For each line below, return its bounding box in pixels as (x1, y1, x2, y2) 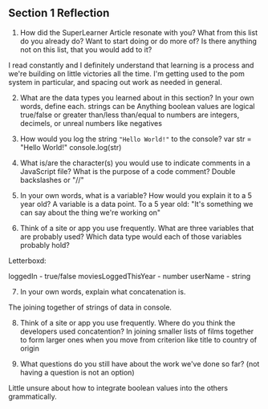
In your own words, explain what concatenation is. (19, 286, 186, 296)
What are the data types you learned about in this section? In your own (19, 92, 254, 103)
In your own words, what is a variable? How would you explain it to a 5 (19, 190, 253, 200)
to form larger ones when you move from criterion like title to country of (19, 334, 258, 344)
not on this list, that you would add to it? (19, 44, 152, 55)
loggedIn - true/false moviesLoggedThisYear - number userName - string (8, 271, 251, 281)
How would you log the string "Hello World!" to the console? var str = (19, 134, 252, 144)
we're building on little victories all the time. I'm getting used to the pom (8, 68, 245, 79)
